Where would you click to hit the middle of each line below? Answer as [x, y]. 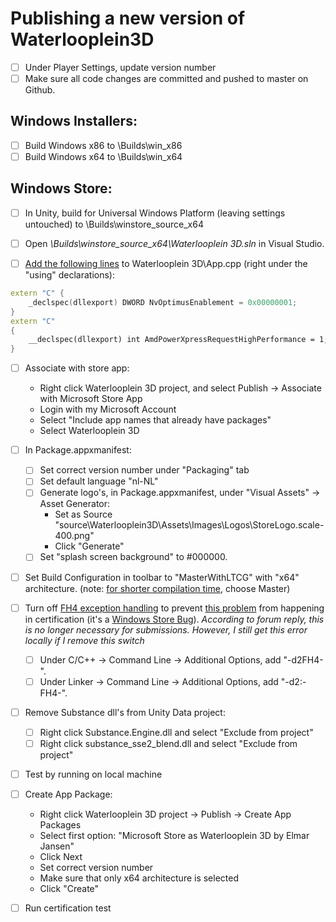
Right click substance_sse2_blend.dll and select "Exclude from [168, 743]
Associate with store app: [77, 368]
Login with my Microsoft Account [108, 409]
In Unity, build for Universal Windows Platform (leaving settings [155, 213]
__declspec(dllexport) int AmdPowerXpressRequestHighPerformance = [171, 340]
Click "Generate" [89, 546]
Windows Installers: [74, 121]
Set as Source [83, 514]
